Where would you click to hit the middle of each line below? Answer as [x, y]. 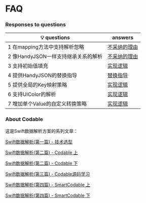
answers [123, 37]
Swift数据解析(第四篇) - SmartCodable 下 [48, 195]
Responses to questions [35, 25]
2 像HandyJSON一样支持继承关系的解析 [55, 57]
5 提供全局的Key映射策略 [38, 85]
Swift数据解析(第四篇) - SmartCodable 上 [48, 184]
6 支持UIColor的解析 [32, 94]
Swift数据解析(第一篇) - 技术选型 [39, 141]
